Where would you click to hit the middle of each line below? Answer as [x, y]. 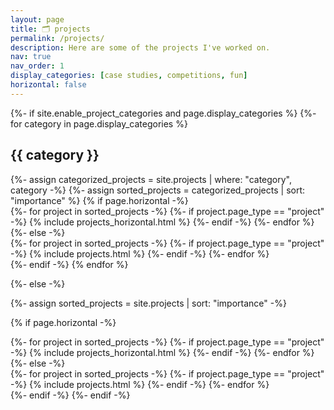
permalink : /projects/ [57, 38]
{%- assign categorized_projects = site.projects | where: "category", [151, 179]
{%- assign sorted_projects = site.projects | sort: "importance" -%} [148, 303]
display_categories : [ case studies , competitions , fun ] [129, 76]
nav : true [31, 57]
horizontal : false [48, 85]
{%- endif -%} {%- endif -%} [70, 395]
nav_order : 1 [37, 66]
